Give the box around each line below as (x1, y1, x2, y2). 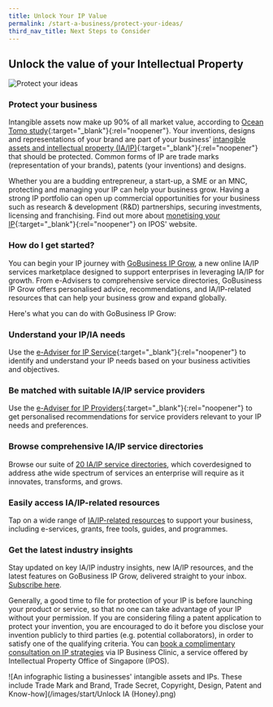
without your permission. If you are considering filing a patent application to (8, 613, 262, 622)
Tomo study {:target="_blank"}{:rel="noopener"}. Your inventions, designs (8, 126, 256, 136)
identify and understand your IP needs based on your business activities (8, 356, 250, 366)
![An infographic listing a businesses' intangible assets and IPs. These (8, 672, 242, 682)
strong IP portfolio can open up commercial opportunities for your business (8, 193, 260, 203)
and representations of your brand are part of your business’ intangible (8, 135, 246, 145)
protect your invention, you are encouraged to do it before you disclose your (8, 622, 264, 631)
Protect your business (8, 99, 97, 111)
